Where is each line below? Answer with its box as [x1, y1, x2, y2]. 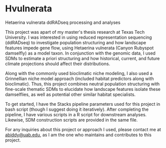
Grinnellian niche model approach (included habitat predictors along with [5, 75, 154, 81]
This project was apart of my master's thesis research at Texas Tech [5, 29, 145, 35]
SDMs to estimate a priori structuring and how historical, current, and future [5, 55, 160, 61]
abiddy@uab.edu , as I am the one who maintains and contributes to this [5, 132, 152, 138]
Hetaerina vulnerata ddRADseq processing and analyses [5, 19, 120, 25]
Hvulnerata [5, 3, 53, 14]
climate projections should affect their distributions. [5, 61, 111, 67]
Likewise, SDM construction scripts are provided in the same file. [5, 117, 138, 123]
